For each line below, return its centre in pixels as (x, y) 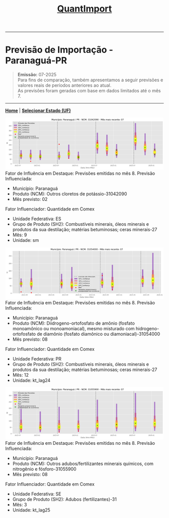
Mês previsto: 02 (30, 199)
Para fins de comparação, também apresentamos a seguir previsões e (90, 80)
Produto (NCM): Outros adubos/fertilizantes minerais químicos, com (83, 463)
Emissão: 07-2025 (37, 75)
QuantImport (84, 9)
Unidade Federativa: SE (37, 494)
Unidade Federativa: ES (37, 219)
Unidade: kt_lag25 (31, 510)
